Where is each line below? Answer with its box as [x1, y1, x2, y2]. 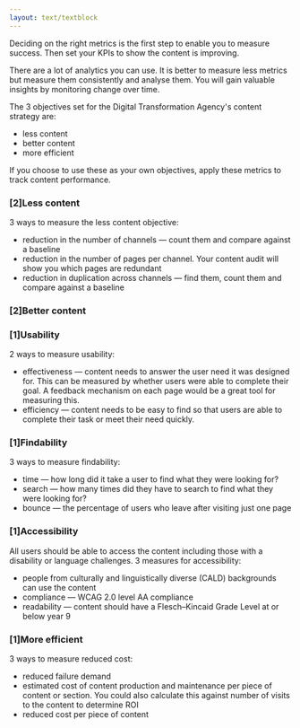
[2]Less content [9, 197, 81, 209]
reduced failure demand [21, 671, 112, 682]
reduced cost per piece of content [21, 709, 150, 720]
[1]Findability [9, 436, 68, 449]
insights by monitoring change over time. [9, 83, 160, 94]
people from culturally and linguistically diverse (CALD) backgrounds [21, 572, 278, 583]
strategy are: [9, 110, 56, 121]
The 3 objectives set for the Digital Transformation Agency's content [9, 101, 262, 112]
